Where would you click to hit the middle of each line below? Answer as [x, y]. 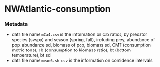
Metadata [16, 24]
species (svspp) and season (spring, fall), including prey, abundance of [83, 40]
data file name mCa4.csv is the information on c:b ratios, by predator [79, 34]
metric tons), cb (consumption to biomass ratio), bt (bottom [71, 50]
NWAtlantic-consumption [58, 9]
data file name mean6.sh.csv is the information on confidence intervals [82, 60]
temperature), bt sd [31, 55]
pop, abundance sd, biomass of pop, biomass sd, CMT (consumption [81, 45]
